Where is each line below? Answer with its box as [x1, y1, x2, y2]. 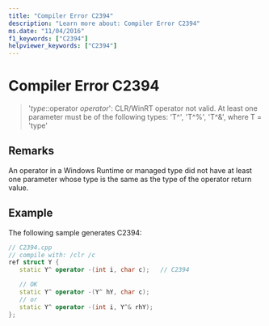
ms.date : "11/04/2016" [8, 27, 85, 35]
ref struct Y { [8, 258, 60, 267]
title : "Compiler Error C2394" [8, 11, 114, 20]
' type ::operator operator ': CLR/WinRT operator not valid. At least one [27, 104, 258, 113]
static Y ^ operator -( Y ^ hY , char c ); [19, 288, 150, 296]
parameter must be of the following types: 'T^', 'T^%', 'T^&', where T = [27, 112, 263, 122]
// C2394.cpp [8, 243, 53, 252]
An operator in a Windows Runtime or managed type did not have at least [8, 165, 253, 175]
